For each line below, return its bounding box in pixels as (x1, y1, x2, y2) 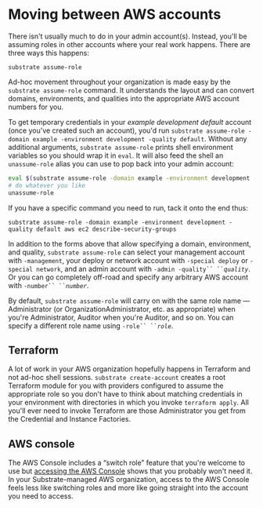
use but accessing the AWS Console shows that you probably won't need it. (8, 466, 253, 476)
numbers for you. (8, 102, 64, 111)
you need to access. (8, 492, 74, 501)
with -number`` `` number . (8, 280, 89, 290)
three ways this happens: (8, 48, 90, 57)
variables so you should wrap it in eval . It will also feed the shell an (8, 151, 224, 160)
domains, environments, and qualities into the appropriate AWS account (8, 93, 240, 103)
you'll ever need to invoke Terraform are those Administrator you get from (8, 406, 247, 415)
